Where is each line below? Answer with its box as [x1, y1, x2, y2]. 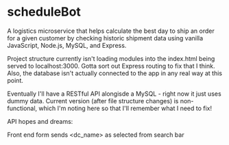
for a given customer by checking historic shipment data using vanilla [7, 34, 204, 42]
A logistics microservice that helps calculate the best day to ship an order [7, 27, 215, 35]
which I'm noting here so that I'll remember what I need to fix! [38, 104, 213, 112]
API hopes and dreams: [7, 117, 73, 125]
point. [7, 76, 24, 84]
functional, [7, 104, 38, 112]
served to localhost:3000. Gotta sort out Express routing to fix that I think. [7, 62, 215, 70]
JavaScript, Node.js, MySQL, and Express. [7, 41, 127, 49]
